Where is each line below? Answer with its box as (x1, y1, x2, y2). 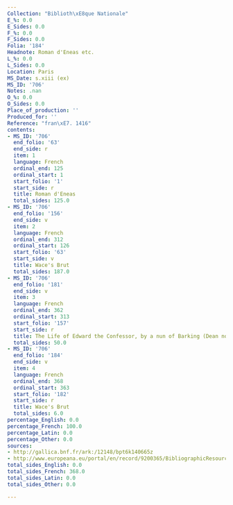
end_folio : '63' (13, 139, 60, 146)
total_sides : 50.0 (13, 339, 67, 346)
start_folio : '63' (13, 249, 67, 256)
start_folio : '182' (13, 391, 70, 397)
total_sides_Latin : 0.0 (7, 474, 76, 481)
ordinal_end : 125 (13, 164, 64, 172)
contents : (7, 126, 36, 133)
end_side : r (13, 146, 49, 153)
